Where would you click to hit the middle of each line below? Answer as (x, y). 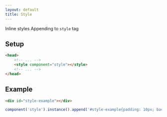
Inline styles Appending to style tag (42, 28)
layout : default (22, 10)
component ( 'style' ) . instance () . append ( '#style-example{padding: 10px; (80, 110)
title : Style (19, 14)
